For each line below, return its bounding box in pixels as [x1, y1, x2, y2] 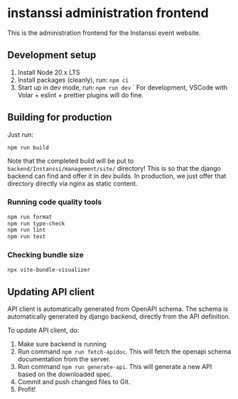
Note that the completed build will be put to [7, 156, 134, 165]
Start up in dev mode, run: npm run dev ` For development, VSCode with [17, 83, 228, 92]
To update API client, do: [7, 326, 80, 335]
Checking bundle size [7, 250, 84, 260]
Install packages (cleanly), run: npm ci [17, 75, 129, 84]
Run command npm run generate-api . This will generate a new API [17, 363, 212, 371]
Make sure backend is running [17, 340, 107, 349]
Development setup [7, 49, 97, 61]
